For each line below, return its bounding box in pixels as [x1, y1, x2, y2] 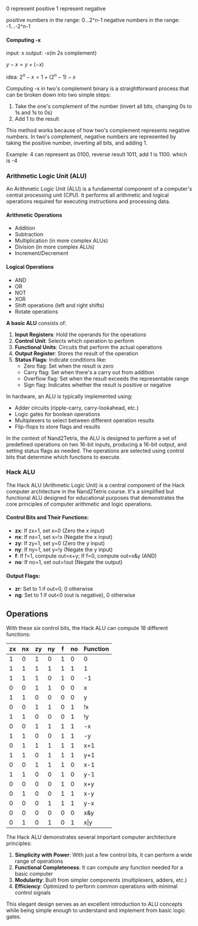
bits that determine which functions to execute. [6, 453, 121, 461]
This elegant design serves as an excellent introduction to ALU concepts [6, 901, 183, 908]
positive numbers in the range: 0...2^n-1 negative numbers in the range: [6, 17, 180, 23]
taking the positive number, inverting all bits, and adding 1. [6, 139, 148, 146]
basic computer [14, 870, 53, 877]
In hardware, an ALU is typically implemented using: [6, 393, 133, 400]
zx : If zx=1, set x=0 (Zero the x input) [14, 527, 105, 535]
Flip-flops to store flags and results [14, 423, 100, 430]
